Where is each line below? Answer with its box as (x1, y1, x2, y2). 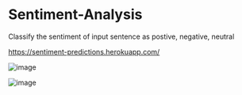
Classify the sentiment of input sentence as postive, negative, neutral (8, 32, 235, 41)
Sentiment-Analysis (8, 6, 143, 24)
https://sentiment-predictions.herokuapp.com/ (8, 47, 160, 56)
